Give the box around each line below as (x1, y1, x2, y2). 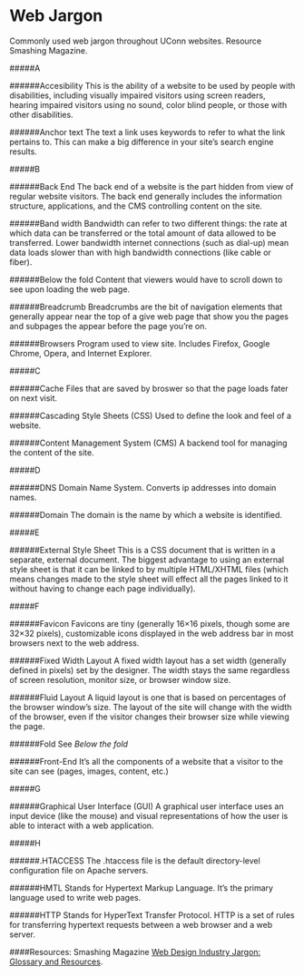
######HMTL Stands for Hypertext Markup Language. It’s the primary (9, 882, 274, 893)
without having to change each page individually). (9, 582, 196, 594)
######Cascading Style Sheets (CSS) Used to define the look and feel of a (9, 410, 292, 421)
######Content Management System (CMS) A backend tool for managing (9, 437, 288, 448)
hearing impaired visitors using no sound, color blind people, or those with (9, 99, 288, 110)
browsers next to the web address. (9, 637, 140, 649)
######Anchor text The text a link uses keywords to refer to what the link (9, 126, 286, 137)
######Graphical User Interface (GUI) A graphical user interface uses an (9, 800, 284, 812)
